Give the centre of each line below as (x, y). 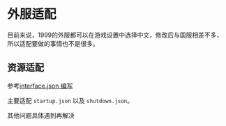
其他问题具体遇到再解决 (41, 115)
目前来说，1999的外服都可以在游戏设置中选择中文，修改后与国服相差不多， (115, 35)
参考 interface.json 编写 (40, 86)
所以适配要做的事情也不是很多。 (53, 43)
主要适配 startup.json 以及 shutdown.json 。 (70, 100)
